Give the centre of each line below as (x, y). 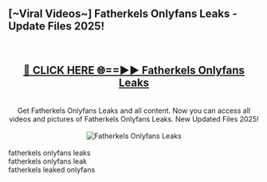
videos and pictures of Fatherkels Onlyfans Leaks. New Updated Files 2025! (134, 118)
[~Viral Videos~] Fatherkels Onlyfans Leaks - (123, 14)
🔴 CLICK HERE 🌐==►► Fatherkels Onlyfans (134, 70)
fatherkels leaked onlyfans (52, 169)
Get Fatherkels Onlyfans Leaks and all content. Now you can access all (134, 110)
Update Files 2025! (57, 27)
